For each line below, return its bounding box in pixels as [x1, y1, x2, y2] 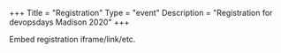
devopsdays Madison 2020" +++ [9, 17, 130, 27]
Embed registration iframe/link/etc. [9, 34, 136, 44]
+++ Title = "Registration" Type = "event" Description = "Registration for [9, 8, 273, 18]
